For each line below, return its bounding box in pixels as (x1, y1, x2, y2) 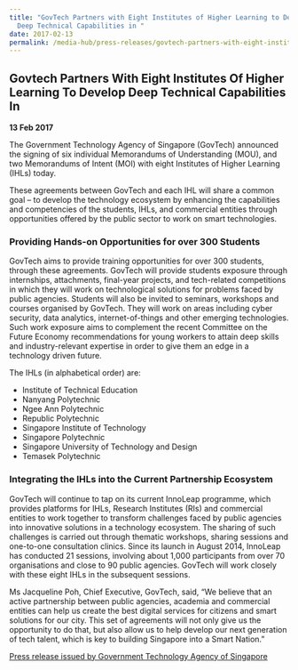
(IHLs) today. (9, 168, 56, 179)
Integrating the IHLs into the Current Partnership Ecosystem (9, 473, 273, 486)
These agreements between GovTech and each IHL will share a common (9, 185, 275, 196)
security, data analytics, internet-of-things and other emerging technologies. (9, 312, 289, 323)
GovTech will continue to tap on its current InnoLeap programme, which (9, 493, 271, 504)
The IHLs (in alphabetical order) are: (9, 367, 142, 378)
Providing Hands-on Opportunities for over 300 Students (9, 235, 261, 247)
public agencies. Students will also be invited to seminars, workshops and (9, 294, 279, 304)
